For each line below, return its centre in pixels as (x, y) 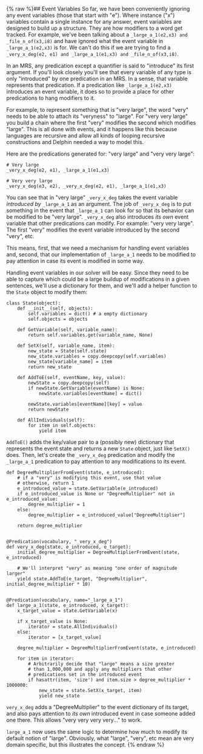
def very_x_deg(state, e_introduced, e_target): (69, 547)
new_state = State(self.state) (68, 351)
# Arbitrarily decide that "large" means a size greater (101, 664)
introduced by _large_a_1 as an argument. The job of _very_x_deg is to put (99, 204)
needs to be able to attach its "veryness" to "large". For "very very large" (97, 116)
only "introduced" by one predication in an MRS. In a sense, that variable (97, 79)
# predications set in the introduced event (85, 674)
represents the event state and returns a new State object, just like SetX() (98, 448)
